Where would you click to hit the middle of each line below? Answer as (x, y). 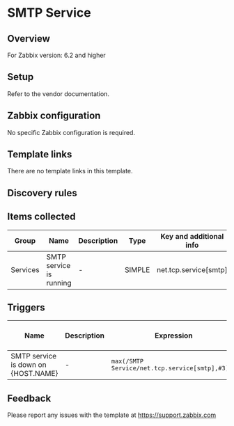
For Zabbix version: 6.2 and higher (56, 55)
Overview (29, 39)
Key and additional (192, 236)
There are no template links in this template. (70, 171)
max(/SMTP (127, 361)
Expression (173, 336)
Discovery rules (42, 193)
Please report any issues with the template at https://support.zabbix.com (112, 415)
